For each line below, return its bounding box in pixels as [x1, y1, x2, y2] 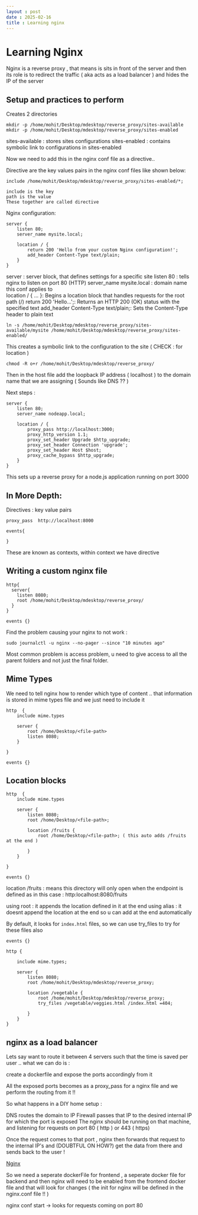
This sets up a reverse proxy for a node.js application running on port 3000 [6, 473, 189, 481]
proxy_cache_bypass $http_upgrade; [27, 452, 115, 459]
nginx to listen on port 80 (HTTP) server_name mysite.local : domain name [6, 280, 187, 287]
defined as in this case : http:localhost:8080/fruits [6, 891, 128, 898]
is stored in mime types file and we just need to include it [6, 696, 145, 703]
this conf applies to [6, 285, 53, 293]
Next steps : [6, 389, 35, 396]
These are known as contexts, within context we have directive [6, 548, 160, 556]
